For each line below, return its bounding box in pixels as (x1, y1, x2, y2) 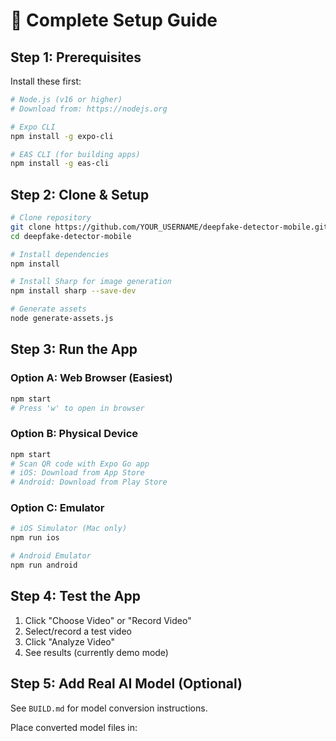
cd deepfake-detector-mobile (10, 231, 132, 241)
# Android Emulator (10, 551, 92, 561)
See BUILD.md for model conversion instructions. (10, 702, 208, 714)
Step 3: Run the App (10, 341, 138, 358)
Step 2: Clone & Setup (10, 186, 150, 203)
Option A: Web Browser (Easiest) (10, 371, 173, 385)
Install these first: (10, 75, 82, 87)
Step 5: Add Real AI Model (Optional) (10, 675, 243, 693)
